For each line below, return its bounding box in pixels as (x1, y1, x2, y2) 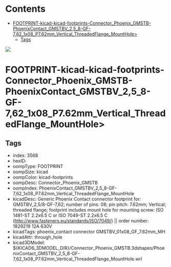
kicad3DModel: (12, 239, 45, 245)
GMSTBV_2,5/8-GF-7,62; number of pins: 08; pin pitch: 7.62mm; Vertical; (12, 201, 166, 208)
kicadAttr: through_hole (12, 234, 62, 240)
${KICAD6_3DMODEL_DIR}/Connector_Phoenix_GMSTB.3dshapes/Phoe (12, 244, 165, 251)
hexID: (12, 157, 27, 164)
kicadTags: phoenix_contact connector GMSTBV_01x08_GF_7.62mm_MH (12, 229, 165, 235)
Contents (5, 3, 46, 15)
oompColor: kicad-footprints (12, 174, 73, 180)
